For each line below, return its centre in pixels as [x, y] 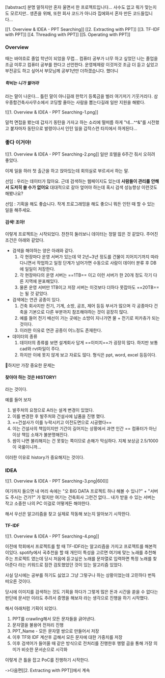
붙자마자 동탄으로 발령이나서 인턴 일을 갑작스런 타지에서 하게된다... [74, 129]
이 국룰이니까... [27, 447]
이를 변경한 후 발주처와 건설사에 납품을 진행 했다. [59, 416]
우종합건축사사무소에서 [27, 103]
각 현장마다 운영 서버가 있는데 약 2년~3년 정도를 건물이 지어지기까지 [84, 256]
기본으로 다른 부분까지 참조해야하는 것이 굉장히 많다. [79, 312]
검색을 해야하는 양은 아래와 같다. [43, 250]
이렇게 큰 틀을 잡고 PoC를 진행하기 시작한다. [47, 660]
